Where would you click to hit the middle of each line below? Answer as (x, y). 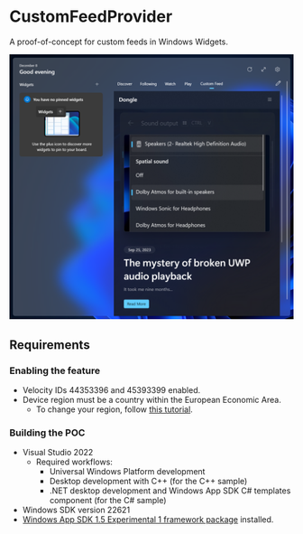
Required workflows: (74, 462)
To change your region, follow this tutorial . (115, 409)
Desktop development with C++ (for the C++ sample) (148, 482)
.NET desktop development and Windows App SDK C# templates (170, 491)
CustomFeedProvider (91, 17)
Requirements (50, 345)
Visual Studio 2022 (58, 453)
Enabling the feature (55, 370)
